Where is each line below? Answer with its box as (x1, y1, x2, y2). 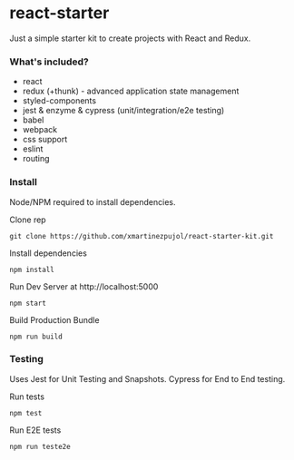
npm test (9, 408, 43, 417)
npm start (9, 299, 47, 308)
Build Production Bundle (9, 314, 100, 325)
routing (22, 153, 50, 164)
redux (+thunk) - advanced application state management (22, 85, 240, 97)
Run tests (9, 391, 45, 402)
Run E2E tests (9, 425, 62, 436)
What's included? (9, 55, 89, 68)
